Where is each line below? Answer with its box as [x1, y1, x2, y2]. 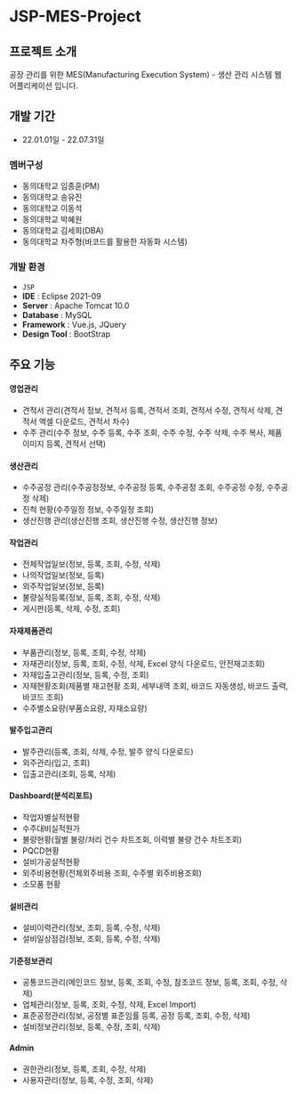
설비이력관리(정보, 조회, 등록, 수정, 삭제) [21, 922, 161, 933]
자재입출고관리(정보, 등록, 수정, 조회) [21, 669, 149, 680]
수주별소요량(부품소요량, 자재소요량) [21, 702, 148, 714]
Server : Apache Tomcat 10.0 [21, 300, 130, 311]
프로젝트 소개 [9, 44, 77, 59]
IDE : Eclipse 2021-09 [21, 291, 102, 302]
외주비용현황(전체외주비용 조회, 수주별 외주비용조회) [21, 868, 203, 878]
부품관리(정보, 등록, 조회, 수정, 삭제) [21, 647, 147, 657]
